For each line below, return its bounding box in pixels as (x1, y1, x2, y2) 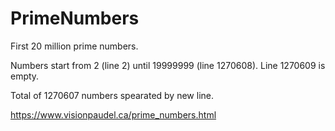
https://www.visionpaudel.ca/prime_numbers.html (10, 108, 217, 121)
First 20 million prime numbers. (10, 40, 139, 52)
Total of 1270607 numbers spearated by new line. (10, 89, 215, 101)
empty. (10, 70, 40, 82)
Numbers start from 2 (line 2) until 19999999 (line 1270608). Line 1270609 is (10, 59, 326, 71)
